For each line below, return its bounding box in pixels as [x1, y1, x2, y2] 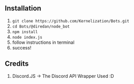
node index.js [12, 35, 42, 40]
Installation [5, 4, 41, 13]
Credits [5, 60, 29, 68]
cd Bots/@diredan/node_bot [12, 24, 70, 29]
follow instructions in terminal [12, 39, 75, 45]
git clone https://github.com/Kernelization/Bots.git [12, 18, 129, 23]
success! [12, 44, 32, 50]
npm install [12, 29, 38, 35]
